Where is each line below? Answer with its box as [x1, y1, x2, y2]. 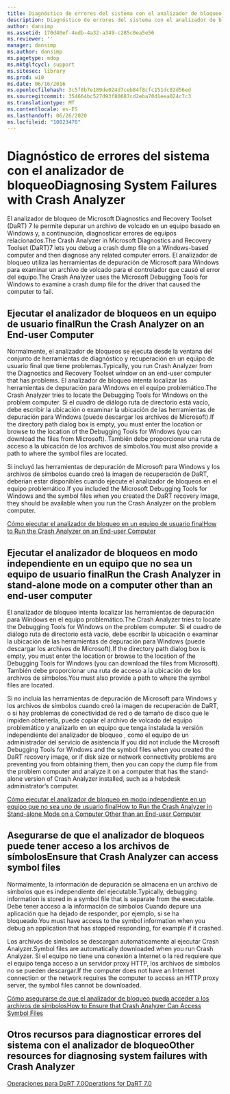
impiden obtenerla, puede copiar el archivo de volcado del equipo [7, 716, 193, 725]
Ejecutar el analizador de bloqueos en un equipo [7, 307, 217, 319]
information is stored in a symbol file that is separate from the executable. [7, 894, 215, 903]
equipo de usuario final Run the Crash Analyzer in [7, 568, 221, 580]
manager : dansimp [7, 42, 57, 49]
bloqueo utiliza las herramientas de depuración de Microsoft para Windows [7, 258, 220, 266]
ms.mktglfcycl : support [7, 61, 75, 68]
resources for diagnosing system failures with [7, 1050, 207, 1062]
